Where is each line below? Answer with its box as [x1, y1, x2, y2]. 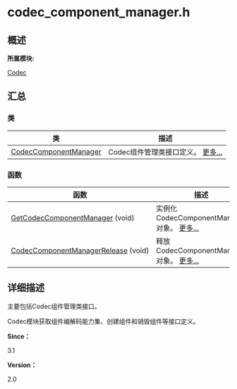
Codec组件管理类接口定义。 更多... [108, 147, 223, 157]
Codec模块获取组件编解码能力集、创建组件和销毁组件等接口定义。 [7, 317, 200, 325]
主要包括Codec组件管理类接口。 [7, 301, 101, 311]
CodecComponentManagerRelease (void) [11, 245, 150, 255]
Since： [7, 332, 31, 340]
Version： [7, 361, 37, 369]
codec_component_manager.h [7, 4, 190, 20]
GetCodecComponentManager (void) [11, 213, 135, 222]
